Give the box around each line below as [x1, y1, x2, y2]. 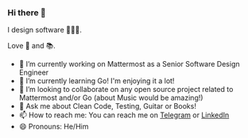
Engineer [18, 67, 49, 78]
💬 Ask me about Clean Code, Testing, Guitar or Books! [18, 102, 196, 111]
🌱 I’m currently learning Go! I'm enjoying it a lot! [18, 76, 175, 86]
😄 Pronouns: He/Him [18, 122, 89, 132]
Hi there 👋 [7, 7, 47, 18]
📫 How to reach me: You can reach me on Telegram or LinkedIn [18, 110, 230, 120]
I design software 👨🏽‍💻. [7, 25, 83, 35]
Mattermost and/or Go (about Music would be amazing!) [18, 93, 203, 102]
